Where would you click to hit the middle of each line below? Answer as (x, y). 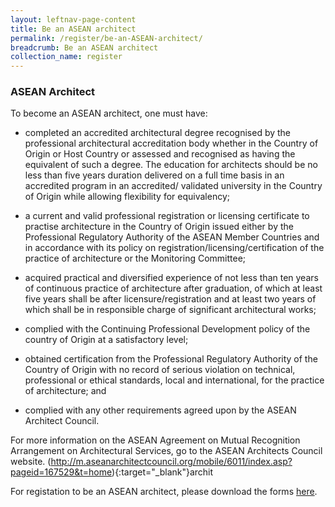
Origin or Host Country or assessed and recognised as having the (160, 154)
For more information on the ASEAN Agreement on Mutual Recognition (155, 440)
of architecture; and (65, 391)
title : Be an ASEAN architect (73, 29)
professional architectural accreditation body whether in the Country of (171, 143)
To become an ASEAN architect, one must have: (109, 113)
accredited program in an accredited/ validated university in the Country (173, 186)
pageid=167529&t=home (61, 472)
